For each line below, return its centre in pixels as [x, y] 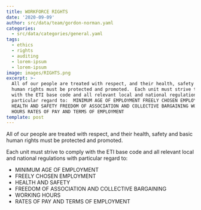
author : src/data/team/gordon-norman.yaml [60, 23]
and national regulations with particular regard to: [67, 158]
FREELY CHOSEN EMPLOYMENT [55, 176]
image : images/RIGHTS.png [38, 73]
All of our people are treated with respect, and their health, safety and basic [100, 134]
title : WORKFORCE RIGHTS [37, 12]
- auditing [25, 56]
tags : [13, 39]
